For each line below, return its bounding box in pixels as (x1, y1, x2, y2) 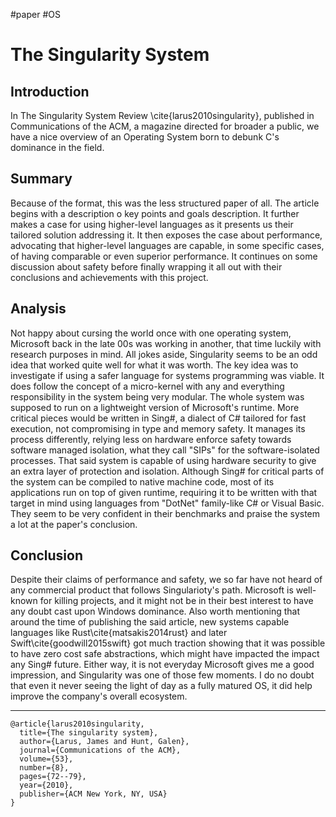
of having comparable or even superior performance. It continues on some (10, 250, 318, 262)
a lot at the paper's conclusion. (10, 518, 138, 530)
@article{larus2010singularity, (10, 719, 145, 729)
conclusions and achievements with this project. (10, 271, 209, 283)
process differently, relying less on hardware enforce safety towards (10, 433, 292, 445)
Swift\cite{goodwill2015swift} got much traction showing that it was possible (10, 637, 326, 649)
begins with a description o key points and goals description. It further (10, 207, 300, 219)
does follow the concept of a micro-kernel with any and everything (10, 380, 285, 392)
